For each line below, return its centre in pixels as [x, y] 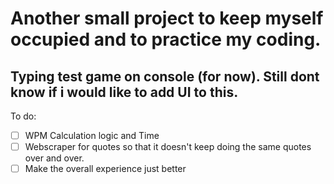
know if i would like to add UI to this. [124, 92]
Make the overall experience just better [105, 169]
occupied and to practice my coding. [166, 39]
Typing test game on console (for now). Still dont [165, 76]
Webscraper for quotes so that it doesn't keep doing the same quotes [168, 147]
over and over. [54, 158]
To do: [23, 116]
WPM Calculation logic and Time [92, 135]
